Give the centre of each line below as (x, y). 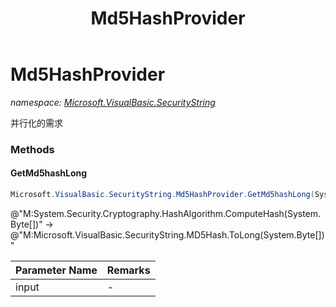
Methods (32, 149)
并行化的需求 (36, 123)
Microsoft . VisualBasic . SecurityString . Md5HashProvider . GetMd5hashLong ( (162, 195)
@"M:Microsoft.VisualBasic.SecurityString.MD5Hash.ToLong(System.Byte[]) (167, 234)
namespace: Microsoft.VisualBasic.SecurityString (113, 102)
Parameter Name (56, 270)
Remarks (128, 270)
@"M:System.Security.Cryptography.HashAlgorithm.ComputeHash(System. (166, 213)
